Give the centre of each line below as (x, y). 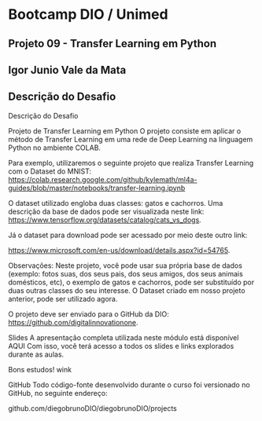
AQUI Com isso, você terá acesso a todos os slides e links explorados (121, 346)
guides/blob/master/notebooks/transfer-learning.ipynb (97, 188)
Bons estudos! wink (40, 369)
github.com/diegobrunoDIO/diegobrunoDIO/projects (92, 408)
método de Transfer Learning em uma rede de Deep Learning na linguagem (131, 139)
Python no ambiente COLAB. (54, 148)
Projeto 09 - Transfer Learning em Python (113, 44)
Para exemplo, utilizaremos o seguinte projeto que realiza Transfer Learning (131, 163)
